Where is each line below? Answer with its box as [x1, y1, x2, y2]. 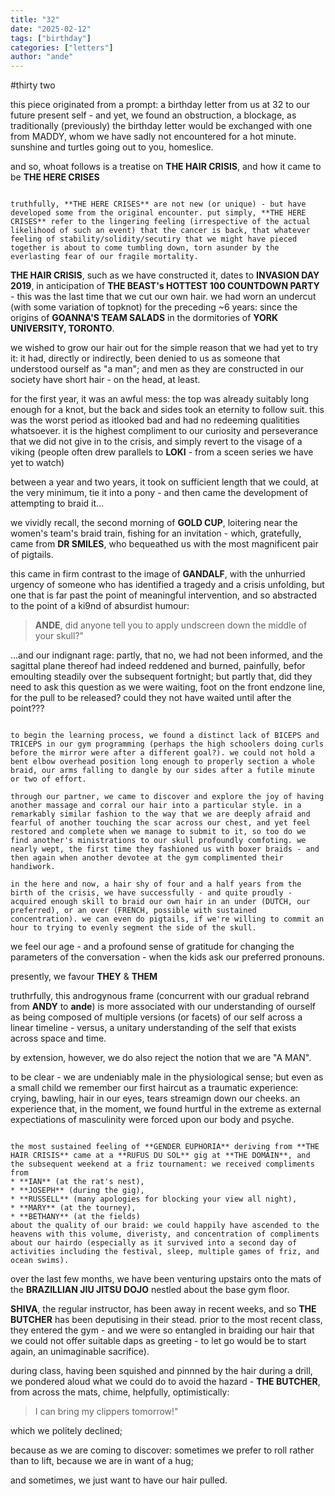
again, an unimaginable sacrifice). [10, 1346, 150, 1358]
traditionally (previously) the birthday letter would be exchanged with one [10, 120, 313, 132]
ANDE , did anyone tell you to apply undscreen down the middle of [34, 619, 308, 631]
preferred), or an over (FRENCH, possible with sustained [10, 906, 257, 916]
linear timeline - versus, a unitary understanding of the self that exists [10, 1022, 297, 1034]
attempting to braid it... [10, 497, 105, 510]
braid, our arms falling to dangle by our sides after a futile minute [10, 766, 315, 776]
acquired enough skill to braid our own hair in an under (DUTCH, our [10, 897, 311, 907]
